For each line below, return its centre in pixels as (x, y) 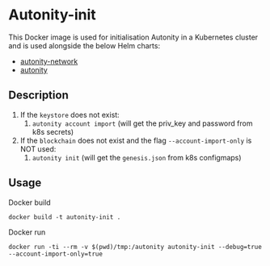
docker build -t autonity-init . (65, 217)
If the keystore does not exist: (70, 114)
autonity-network (49, 61)
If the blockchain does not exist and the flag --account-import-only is (136, 140)
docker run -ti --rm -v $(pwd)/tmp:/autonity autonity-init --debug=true (135, 247)
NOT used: (38, 149)
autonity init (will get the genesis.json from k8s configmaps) (137, 157)
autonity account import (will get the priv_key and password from (142, 123)
